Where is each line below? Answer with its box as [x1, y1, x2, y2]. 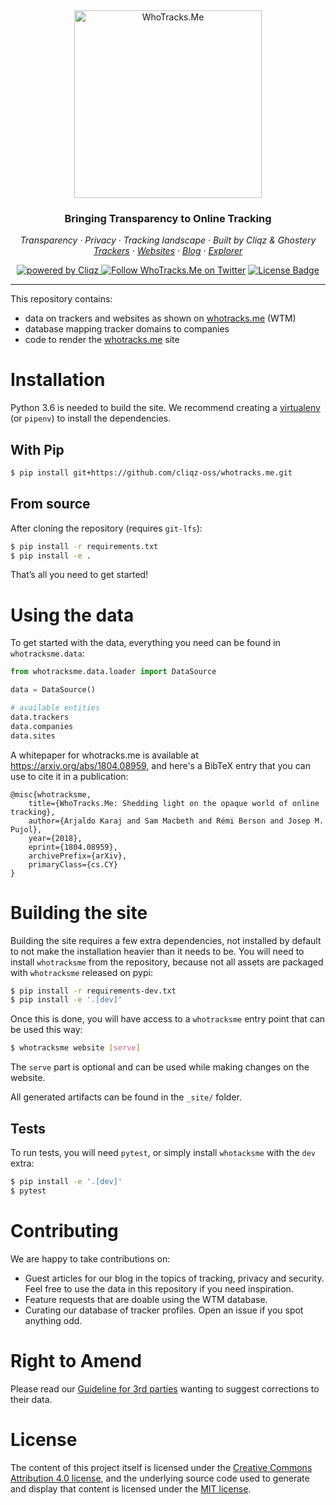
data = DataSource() [10, 685, 97, 695]
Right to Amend [10, 1349, 142, 1372]
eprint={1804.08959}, [28, 842, 118, 852]
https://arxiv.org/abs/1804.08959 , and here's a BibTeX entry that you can [10, 759, 311, 771]
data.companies [10, 721, 74, 731]
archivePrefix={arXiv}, [28, 851, 128, 861]
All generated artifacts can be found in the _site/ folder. [10, 1091, 243, 1103]
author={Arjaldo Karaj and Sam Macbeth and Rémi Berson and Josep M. [28, 816, 325, 826]
